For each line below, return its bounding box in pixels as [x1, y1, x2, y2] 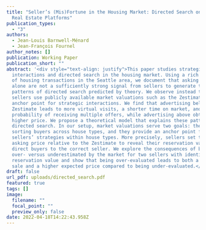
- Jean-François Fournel [12, 44, 75, 50]
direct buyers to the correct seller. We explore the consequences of [12, 145, 196, 152]
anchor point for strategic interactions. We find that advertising [12, 100, 191, 106]
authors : [6, 32, 29, 38]
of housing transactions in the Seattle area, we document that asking [12, 77, 199, 83]
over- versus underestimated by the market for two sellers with [12, 151, 183, 158]
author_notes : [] [6, 49, 51, 55]
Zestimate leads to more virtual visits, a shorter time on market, [12, 105, 191, 112]
